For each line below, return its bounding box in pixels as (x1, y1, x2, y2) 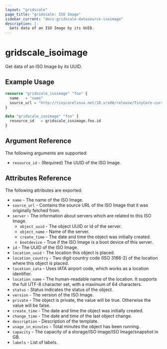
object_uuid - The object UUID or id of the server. (19, 223, 122, 229)
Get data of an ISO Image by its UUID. (5, 64, 82, 70)
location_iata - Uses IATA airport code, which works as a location (12, 265, 149, 271)
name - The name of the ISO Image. (12, 197, 83, 203)
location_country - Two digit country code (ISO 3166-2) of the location (12, 255, 158, 261)
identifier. (12, 271, 32, 277)
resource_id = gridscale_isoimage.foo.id (9, 119, 101, 124)
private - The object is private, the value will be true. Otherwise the (12, 297, 151, 303)
